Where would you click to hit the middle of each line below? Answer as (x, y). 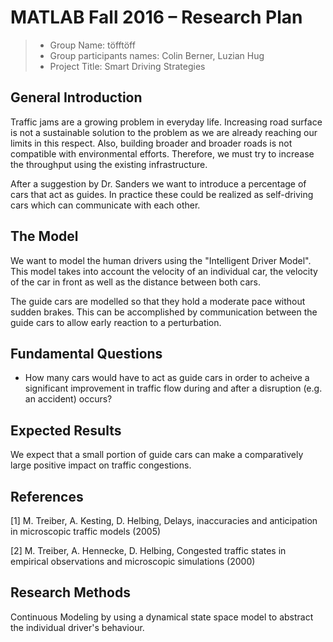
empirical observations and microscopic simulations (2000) (133, 561)
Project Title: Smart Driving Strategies (127, 66)
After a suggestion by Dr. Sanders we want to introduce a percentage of (158, 183)
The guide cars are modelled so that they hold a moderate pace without (158, 301)
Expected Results (66, 430)
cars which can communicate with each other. (105, 205)
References (47, 496)
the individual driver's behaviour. (77, 627)
